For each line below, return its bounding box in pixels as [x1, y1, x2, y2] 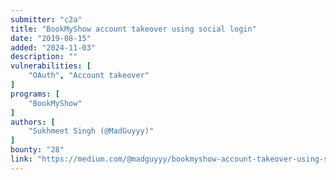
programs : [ [10, 89, 60, 99]
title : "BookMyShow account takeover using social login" [10, 24, 257, 34]
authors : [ [10, 117, 56, 127]
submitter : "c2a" [10, 14, 83, 25]
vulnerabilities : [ [10, 61, 92, 71]
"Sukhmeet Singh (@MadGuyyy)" [28, 126, 155, 136]
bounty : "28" [10, 145, 65, 155]
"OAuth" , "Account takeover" [28, 71, 150, 81]
